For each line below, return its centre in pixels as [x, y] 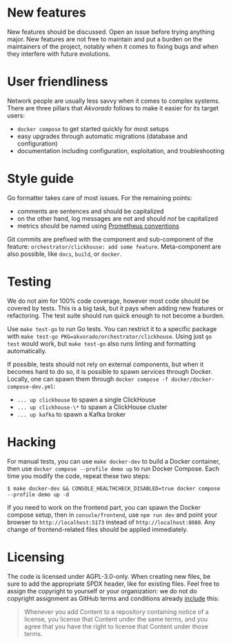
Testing [29, 281]
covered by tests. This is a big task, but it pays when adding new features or [115, 308]
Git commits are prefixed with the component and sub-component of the [110, 239]
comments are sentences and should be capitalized [90, 211]
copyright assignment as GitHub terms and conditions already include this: [113, 598]
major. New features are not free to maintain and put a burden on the [105, 39]
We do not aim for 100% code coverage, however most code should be [108, 301]
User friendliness [58, 82]
